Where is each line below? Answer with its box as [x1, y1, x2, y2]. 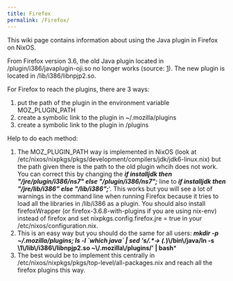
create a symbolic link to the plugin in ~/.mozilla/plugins [17, 113, 177, 122]
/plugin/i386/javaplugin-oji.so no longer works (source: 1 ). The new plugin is [7, 64, 225, 72]
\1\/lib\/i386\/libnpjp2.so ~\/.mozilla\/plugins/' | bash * [17, 243, 177, 252]
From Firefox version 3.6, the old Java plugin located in [7, 56, 164, 65]
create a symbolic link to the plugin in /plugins [17, 120, 149, 129]
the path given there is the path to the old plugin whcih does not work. [17, 162, 218, 170]
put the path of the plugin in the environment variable [17, 98, 170, 106]
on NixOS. [7, 43, 36, 51]
